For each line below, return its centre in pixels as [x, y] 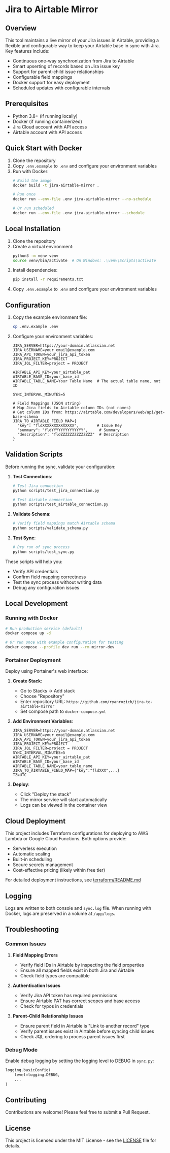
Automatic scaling [31, 854]
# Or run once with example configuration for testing [64, 643]
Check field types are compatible [55, 975]
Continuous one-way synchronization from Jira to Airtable [73, 61]
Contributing [26, 1100]
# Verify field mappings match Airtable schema [64, 523]
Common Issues [26, 944]
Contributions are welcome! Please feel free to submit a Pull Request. [78, 1112]
